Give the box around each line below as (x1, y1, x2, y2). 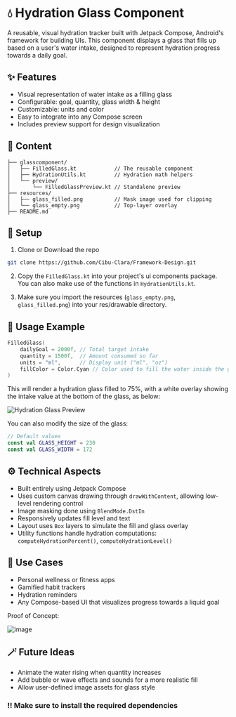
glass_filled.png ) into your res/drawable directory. (17, 301, 167, 309)
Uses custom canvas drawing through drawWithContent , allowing (17, 492, 204, 500)
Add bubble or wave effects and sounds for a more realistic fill (17, 676, 198, 684)
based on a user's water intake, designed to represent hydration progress (7, 44, 221, 52)
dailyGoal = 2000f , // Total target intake (20, 346, 150, 353)
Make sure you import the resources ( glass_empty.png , (17, 293, 176, 301)
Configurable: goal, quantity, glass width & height (17, 97, 160, 106)
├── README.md (7, 208, 49, 215)
